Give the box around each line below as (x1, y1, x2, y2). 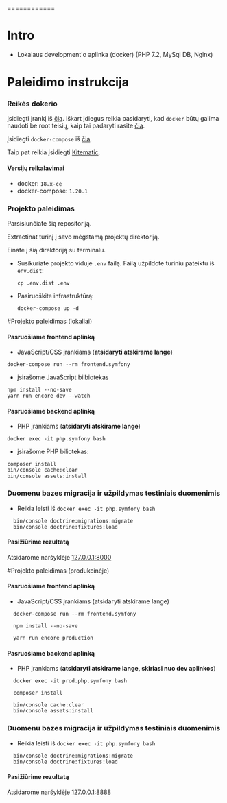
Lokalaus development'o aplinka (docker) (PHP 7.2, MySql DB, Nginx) (16, 50, 213, 58)
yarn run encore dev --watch (7, 392, 91, 400)
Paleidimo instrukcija (7, 75, 129, 90)
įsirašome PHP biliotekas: (16, 447, 89, 456)
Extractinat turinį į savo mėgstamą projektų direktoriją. (7, 232, 160, 241)
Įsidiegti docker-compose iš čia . (7, 135, 93, 143)
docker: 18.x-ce (16, 179, 62, 187)
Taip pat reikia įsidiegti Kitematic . (7, 148, 101, 156)
